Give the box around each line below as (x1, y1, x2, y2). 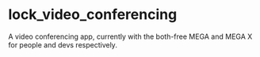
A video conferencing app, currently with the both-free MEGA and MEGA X (8, 32, 253, 41)
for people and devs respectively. (8, 40, 117, 49)
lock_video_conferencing (8, 6, 178, 24)
